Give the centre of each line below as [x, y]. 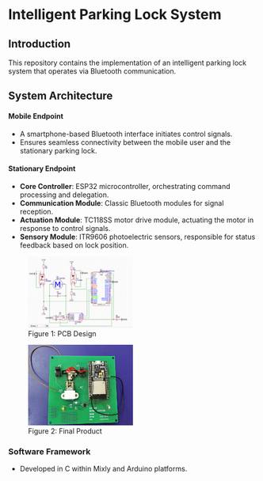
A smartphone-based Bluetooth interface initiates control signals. [126, 134]
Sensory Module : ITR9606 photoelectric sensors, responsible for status [137, 237]
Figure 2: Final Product [65, 431]
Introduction [40, 44]
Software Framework [50, 452]
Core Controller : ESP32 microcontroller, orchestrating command [125, 186]
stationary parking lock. [58, 150]
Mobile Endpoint [36, 116]
